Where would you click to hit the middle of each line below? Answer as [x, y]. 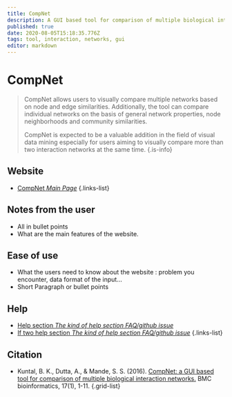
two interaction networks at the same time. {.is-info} [98, 149]
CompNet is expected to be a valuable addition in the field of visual [119, 134]
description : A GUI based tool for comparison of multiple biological [111, 20]
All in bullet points [42, 227]
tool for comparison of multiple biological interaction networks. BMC [114, 379]
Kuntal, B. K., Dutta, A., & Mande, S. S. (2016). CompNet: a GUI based [115, 371]
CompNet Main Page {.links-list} [63, 188]
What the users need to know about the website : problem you [106, 272]
